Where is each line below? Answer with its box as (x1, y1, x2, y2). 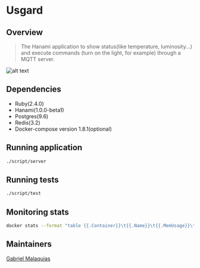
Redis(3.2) (14, 119, 40, 126)
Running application (6, 143, 83, 153)
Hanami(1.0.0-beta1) (14, 106, 64, 113)
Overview (6, 27, 43, 37)
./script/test (6, 191, 42, 197)
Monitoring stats (6, 207, 70, 217)
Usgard (6, 4, 43, 17)
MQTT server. (20, 56, 55, 62)
